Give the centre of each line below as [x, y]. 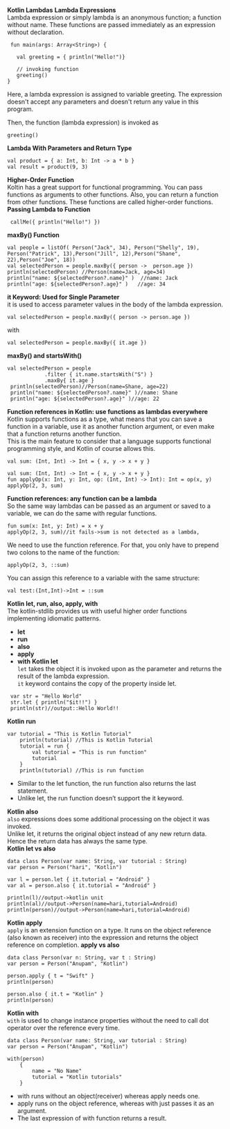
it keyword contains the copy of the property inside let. [97, 683]
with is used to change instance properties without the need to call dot [108, 1020]
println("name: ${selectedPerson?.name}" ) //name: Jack [92, 278]
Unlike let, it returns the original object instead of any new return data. [107, 834]
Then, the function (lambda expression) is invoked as [83, 122]
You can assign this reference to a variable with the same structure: [104, 578]
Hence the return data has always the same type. [77, 841]
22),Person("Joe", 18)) [42, 260]
